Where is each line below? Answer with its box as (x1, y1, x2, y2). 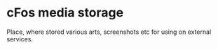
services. (6, 35, 33, 43)
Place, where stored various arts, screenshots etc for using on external (6, 28, 212, 36)
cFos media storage (6, 5, 124, 21)
